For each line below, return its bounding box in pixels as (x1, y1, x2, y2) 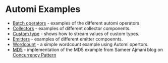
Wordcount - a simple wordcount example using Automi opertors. (12, 41, 149, 47)
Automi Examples (5, 3, 81, 15)
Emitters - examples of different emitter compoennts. (12, 36, 123, 42)
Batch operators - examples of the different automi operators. (12, 20, 141, 26)
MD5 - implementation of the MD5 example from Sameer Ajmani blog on (12, 46, 163, 52)
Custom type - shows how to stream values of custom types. (12, 30, 140, 36)
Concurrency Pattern (12, 51, 57, 58)
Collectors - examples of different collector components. (12, 25, 131, 31)
